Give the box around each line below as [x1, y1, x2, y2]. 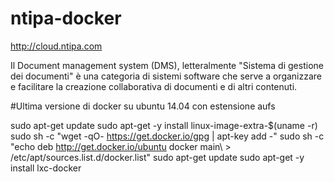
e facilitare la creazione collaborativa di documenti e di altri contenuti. [10, 80, 298, 92]
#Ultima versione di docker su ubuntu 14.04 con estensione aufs [10, 100, 276, 112]
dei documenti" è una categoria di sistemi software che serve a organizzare [10, 70, 323, 82]
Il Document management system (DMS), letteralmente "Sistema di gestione [10, 59, 324, 71]
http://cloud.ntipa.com [10, 40, 103, 52]
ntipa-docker [10, 7, 122, 30]
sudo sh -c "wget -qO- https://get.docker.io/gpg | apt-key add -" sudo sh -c [10, 130, 325, 142]
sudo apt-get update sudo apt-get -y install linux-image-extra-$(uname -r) [10, 119, 318, 131]
